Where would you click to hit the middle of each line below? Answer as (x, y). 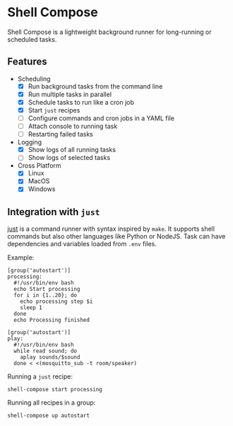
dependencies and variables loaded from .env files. (82, 244)
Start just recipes (54, 110)
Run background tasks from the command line (95, 86)
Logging (30, 142)
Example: (21, 258)
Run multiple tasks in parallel (70, 94)
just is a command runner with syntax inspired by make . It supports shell (111, 229)
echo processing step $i (56, 301)
